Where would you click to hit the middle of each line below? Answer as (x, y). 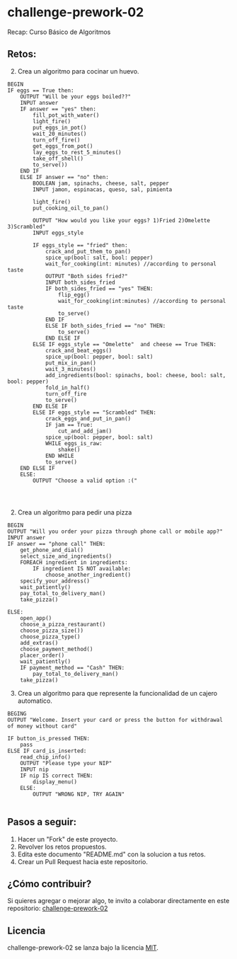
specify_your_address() (55, 581)
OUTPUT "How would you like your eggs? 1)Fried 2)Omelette (122, 220)
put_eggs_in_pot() (60, 127)
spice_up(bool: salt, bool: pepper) (99, 258)
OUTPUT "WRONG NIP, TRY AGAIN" (79, 794)
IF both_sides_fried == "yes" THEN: (99, 288)
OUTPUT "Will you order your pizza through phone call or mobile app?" (115, 532)
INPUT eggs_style (58, 233)
